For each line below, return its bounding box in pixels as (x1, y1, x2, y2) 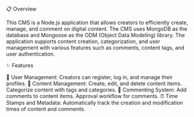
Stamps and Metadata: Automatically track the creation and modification (6, 99, 183, 106)
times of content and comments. (6, 106, 86, 112)
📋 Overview (6, 5, 37, 12)
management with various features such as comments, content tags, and (6, 44, 185, 51)
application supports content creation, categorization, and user (6, 38, 161, 45)
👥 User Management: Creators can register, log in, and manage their (6, 74, 173, 80)
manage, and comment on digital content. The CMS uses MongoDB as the (6, 25, 188, 32)
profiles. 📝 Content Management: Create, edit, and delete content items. (6, 80, 182, 87)
